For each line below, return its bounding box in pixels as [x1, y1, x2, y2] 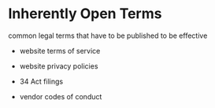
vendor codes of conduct [19, 91, 102, 101]
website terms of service [19, 46, 101, 55]
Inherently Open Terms [8, 5, 162, 23]
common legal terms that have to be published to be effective [8, 31, 208, 40]
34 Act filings [19, 76, 64, 86]
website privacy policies [19, 61, 98, 71]
